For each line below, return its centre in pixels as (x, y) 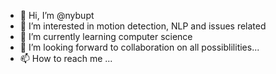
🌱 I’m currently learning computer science (106, 36)
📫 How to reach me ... (66, 58)
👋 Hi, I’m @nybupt (57, 15)
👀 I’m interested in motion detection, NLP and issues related (143, 26)
